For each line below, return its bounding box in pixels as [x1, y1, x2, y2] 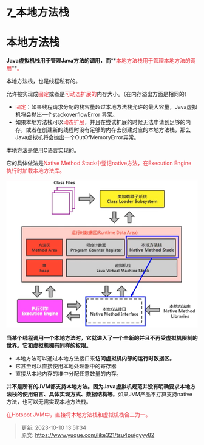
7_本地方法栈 [6, 5, 70, 19]
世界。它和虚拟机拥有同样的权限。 [6, 342, 92, 350]
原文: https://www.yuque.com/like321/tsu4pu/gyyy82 [21, 432, 155, 439]
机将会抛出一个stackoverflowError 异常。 [15, 111, 118, 119]
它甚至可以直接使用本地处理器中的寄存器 [15, 362, 117, 370]
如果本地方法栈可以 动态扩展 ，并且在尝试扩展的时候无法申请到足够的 [15, 119, 186, 126]
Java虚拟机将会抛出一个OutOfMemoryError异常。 [15, 134, 140, 141]
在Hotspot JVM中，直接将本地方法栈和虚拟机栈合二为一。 [6, 411, 151, 418]
